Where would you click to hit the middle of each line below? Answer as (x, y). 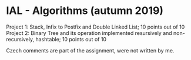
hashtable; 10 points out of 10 (71, 39)
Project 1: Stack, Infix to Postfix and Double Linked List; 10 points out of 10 (95, 27)
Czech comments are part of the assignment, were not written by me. (90, 50)
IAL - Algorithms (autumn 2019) (85, 11)
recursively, (20, 39)
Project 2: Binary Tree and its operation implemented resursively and (89, 33)
